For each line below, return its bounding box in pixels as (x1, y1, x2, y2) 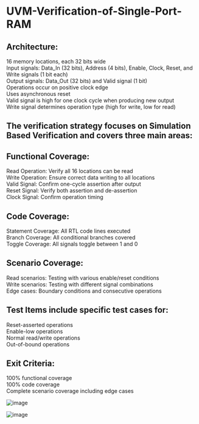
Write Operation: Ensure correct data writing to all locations (6, 174, 155, 181)
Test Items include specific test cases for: (6, 305, 169, 315)
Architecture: (6, 42, 58, 52)
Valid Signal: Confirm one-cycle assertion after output (6, 180, 141, 188)
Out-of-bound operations (6, 340, 70, 348)
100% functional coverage (6, 375, 72, 382)
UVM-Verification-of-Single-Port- (6, 4, 182, 18)
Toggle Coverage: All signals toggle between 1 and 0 (6, 240, 138, 248)
